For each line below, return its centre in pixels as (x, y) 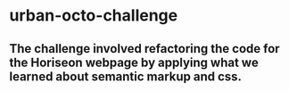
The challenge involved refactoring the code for (144, 49)
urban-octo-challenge (94, 16)
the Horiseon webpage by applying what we (134, 62)
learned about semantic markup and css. (126, 76)
